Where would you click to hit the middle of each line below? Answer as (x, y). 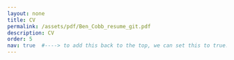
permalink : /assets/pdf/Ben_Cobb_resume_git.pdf (79, 26)
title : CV (22, 20)
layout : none (26, 13)
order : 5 (20, 39)
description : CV (31, 33)
